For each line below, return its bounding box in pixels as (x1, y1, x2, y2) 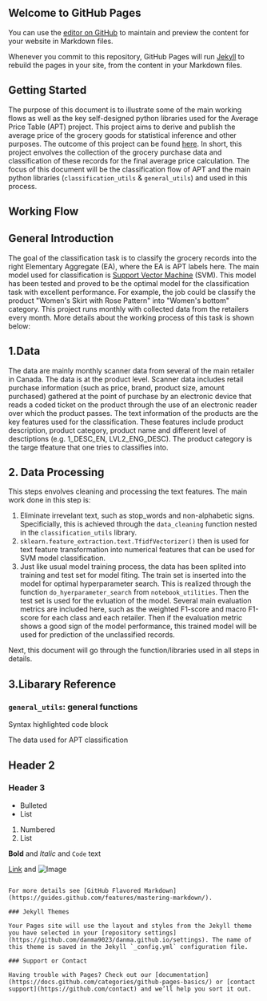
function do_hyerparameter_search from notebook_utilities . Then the (19, 587, 249, 597)
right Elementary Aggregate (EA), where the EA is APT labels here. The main (8, 261, 260, 271)
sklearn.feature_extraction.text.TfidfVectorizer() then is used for (19, 536, 249, 546)
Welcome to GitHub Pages (8, 6, 141, 20)
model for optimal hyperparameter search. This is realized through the (19, 579, 252, 588)
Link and (8, 864, 37, 874)
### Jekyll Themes (8, 907, 70, 916)
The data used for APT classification (8, 735, 129, 745)
